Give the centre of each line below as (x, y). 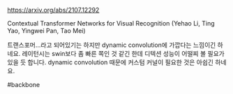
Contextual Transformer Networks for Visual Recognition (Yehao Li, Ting (111, 23)
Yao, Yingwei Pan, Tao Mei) (46, 31)
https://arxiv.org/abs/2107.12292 (53, 10)
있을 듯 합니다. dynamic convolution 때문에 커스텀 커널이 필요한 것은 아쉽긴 (111, 62)
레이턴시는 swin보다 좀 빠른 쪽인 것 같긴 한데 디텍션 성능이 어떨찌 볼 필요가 (123, 54)
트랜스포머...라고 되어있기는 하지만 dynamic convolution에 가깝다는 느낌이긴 (112, 45)
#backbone (24, 85)
